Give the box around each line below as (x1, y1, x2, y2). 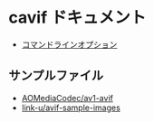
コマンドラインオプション (21, 39, 118, 50)
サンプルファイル (8, 68, 104, 83)
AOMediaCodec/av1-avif (21, 92, 114, 103)
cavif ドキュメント (8, 7, 147, 28)
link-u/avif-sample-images (21, 102, 121, 113)
